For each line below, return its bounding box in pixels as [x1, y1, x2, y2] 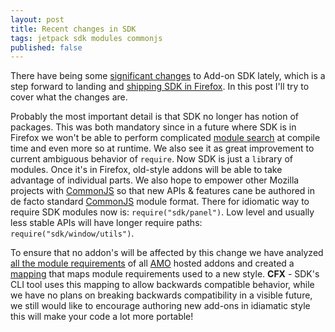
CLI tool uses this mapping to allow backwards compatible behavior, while [10, 279, 315, 291]
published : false [10, 42, 83, 53]
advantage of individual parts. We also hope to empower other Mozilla [10, 174, 300, 186]
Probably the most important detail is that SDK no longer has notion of [10, 111, 299, 123]
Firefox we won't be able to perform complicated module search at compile [10, 132, 321, 144]
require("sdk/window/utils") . [10, 227, 135, 240]
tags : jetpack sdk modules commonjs [10, 33, 163, 43]
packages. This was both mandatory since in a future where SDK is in [10, 121, 297, 133]
